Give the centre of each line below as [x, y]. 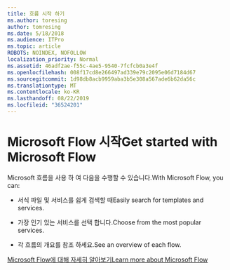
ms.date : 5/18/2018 [36, 33]
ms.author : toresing [38, 20]
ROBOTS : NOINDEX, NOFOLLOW [47, 53]
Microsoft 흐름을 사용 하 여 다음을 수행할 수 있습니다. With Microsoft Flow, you [115, 177]
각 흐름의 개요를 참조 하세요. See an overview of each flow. [99, 244]
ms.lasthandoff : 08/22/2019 [48, 99]
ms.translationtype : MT [42, 86]
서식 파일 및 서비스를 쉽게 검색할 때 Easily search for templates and [110, 200]
